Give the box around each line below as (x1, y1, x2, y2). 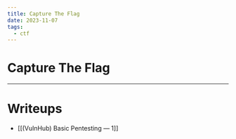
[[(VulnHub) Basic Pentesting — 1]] (17, 124, 119, 133)
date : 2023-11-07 (7, 17, 58, 24)
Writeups (7, 101, 63, 117)
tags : (7, 23, 23, 30)
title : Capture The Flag (7, 10, 80, 18)
